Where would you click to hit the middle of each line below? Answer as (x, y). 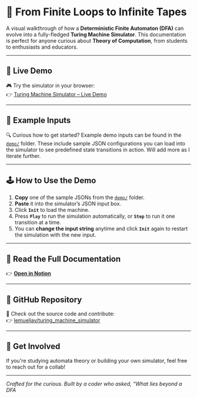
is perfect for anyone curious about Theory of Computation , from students (97, 41)
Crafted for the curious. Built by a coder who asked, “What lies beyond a (94, 383)
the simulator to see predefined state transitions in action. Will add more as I (98, 150)
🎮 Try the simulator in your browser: (50, 85)
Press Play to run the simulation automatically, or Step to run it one (95, 216)
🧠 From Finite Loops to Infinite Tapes (96, 12)
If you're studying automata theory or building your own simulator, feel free (97, 360)
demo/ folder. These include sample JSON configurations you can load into (96, 143)
